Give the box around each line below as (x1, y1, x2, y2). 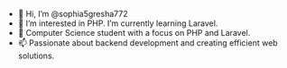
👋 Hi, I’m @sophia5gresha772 (17, 9, 128, 19)
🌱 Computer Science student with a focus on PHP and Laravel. (17, 28, 251, 38)
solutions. (17, 50, 55, 61)
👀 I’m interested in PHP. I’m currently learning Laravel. (17, 18, 218, 29)
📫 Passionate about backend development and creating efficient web (17, 38, 278, 48)
